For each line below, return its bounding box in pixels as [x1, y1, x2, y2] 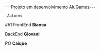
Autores [7, 13, 23, 18]
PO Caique [5, 40, 27, 46]
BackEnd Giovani [5, 31, 40, 37]
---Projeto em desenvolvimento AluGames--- [5, 4, 96, 10]
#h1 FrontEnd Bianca [5, 22, 47, 27]
